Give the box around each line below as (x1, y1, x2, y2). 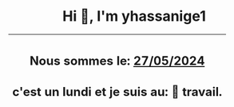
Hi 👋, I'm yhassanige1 (62, 7, 206, 26)
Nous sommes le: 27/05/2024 (29, 53, 205, 69)
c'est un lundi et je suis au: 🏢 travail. (12, 84, 222, 100)
